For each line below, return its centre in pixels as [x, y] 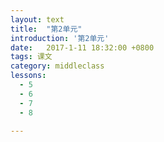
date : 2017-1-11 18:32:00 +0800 [82, 47]
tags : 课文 [31, 57]
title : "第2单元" [46, 29]
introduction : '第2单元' [60, 38]
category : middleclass [57, 66]
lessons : [28, 76]
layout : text [37, 19]
